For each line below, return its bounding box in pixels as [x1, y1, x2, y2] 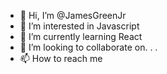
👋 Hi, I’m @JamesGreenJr [19, 10, 127, 21]
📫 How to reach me [19, 53, 103, 64]
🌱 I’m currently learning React [19, 31, 143, 42]
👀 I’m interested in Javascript [19, 20, 140, 32]
